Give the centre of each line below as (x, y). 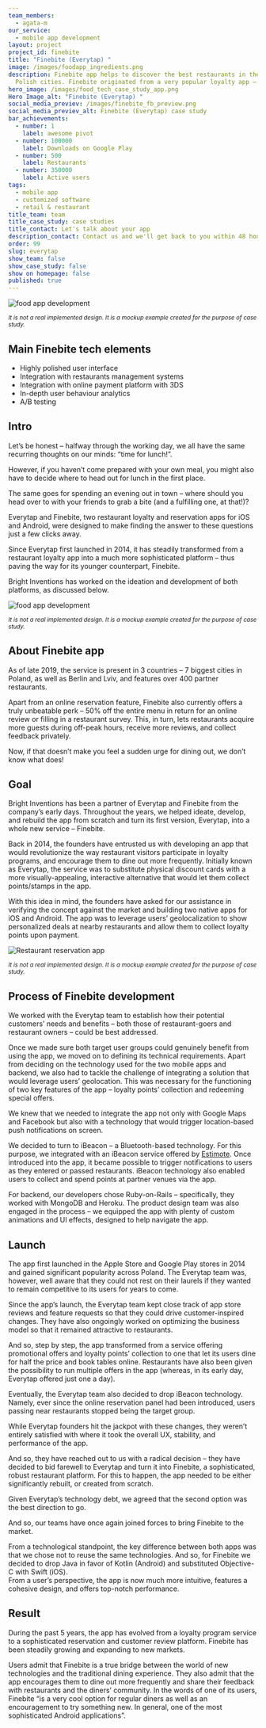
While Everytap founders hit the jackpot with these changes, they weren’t (128, 1426)
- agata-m (31, 23)
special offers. (32, 1098)
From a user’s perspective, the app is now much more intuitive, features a (128, 1580)
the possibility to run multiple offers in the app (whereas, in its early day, (126, 1370)
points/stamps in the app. (50, 886)
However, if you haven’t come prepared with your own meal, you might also (131, 469)
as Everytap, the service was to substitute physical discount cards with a (127, 869)
